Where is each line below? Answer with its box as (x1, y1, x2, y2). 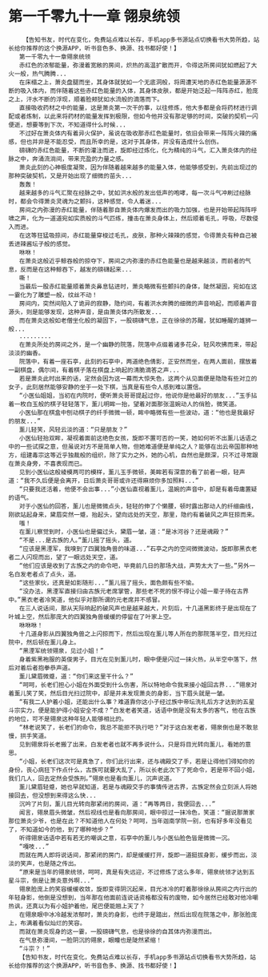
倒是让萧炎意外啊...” (31, 876, 94, 885)
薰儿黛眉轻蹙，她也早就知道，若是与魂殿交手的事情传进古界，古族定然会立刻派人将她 (18, 782, 258, 791)
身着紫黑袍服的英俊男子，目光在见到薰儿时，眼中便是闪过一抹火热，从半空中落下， (18, 655, 252, 663)
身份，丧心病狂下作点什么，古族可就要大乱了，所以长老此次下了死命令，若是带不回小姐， (8, 766, 258, 774)
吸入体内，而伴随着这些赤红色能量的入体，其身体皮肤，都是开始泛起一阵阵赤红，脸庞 (19, 86, 258, 94)
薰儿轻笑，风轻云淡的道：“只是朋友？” (18, 425, 128, 433)
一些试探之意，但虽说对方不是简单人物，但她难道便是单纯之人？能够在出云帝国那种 (19, 442, 253, 451)
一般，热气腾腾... (14, 70, 67, 78)
